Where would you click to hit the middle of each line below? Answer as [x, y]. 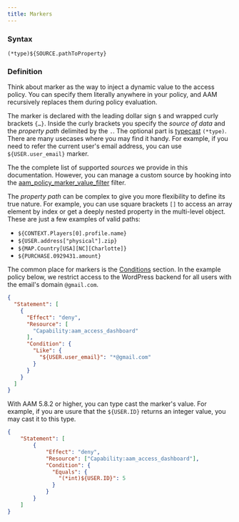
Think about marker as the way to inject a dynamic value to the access [111, 87]
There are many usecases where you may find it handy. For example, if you [118, 139]
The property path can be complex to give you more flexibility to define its [117, 197]
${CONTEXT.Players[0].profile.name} [72, 234]
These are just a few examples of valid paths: [74, 219]
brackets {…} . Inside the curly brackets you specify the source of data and [117, 124]
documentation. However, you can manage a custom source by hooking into [119, 175]
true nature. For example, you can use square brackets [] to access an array [120, 204]
